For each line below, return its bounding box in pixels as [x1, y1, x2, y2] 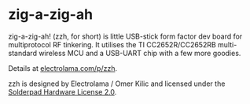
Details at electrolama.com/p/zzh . [8, 63, 118, 72]
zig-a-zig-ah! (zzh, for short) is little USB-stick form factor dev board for [8, 32, 243, 41]
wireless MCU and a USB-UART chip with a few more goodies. [39, 48, 241, 58]
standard [8, 48, 38, 58]
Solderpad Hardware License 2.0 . [8, 87, 117, 96]
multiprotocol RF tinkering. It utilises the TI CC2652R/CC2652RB [8, 39, 216, 49]
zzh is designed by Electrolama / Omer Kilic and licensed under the [8, 79, 226, 88]
